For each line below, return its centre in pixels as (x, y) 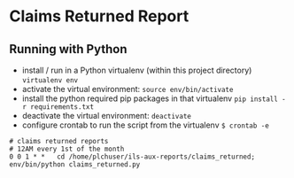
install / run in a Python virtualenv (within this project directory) (137, 70)
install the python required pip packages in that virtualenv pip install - (154, 98)
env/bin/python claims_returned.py (75, 165)
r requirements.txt (58, 107)
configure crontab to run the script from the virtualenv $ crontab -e (146, 125)
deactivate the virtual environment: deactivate (107, 116)
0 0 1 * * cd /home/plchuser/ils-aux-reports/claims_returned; (132, 157)
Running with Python (68, 49)
